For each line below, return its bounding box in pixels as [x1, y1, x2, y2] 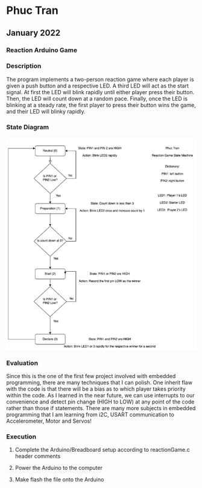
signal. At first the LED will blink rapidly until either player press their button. [6, 88, 195, 95]
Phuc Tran [6, 4, 58, 18]
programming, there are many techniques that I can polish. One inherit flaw [6, 379, 193, 386]
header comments [14, 452, 61, 460]
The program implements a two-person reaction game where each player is [6, 75, 194, 83]
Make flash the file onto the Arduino [14, 476, 104, 483]
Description [6, 62, 42, 70]
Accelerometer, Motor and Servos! [6, 417, 92, 425]
